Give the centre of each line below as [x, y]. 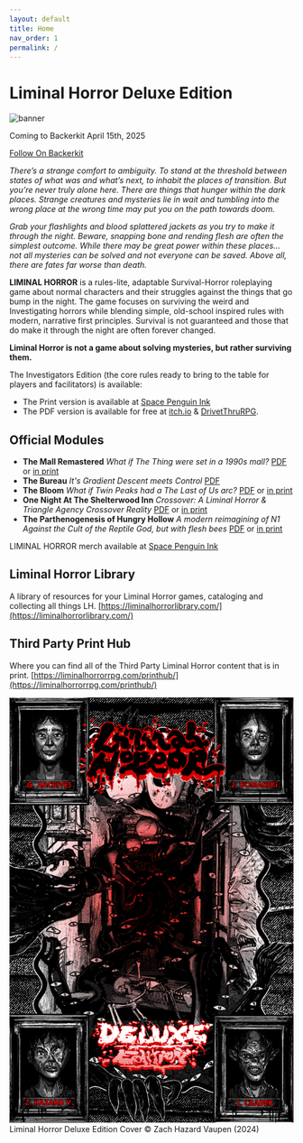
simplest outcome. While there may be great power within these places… [145, 246]
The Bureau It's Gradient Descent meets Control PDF [121, 481]
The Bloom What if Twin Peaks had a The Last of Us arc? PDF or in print [157, 490]
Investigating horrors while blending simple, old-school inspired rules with [147, 311]
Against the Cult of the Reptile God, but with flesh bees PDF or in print [152, 529]
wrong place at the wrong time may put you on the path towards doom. [142, 209]
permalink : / [34, 48]
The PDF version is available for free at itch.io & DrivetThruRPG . [140, 411]
